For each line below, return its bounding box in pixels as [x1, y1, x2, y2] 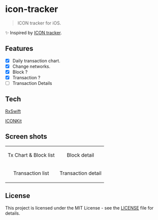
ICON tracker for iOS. [17, 20, 61, 26]
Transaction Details [12, 80, 52, 86]
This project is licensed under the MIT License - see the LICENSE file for [5, 205, 154, 211]
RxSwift [5, 108, 21, 114]
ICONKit [5, 118, 22, 124]
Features [5, 44, 33, 53]
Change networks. [12, 63, 51, 69]
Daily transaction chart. [12, 57, 61, 63]
